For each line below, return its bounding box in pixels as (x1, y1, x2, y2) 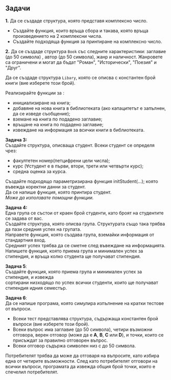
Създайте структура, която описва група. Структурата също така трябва (5, 221, 165, 227)
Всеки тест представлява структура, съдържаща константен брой (12, 315, 158, 321)
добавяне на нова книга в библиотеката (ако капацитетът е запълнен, (12, 105, 166, 111)
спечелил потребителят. (5, 369, 59, 375)
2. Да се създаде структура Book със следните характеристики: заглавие (5, 48, 166, 54)
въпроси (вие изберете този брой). (12, 321, 89, 327)
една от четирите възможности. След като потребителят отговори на (5, 358, 158, 364)
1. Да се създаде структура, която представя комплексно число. (5, 17, 148, 23)
